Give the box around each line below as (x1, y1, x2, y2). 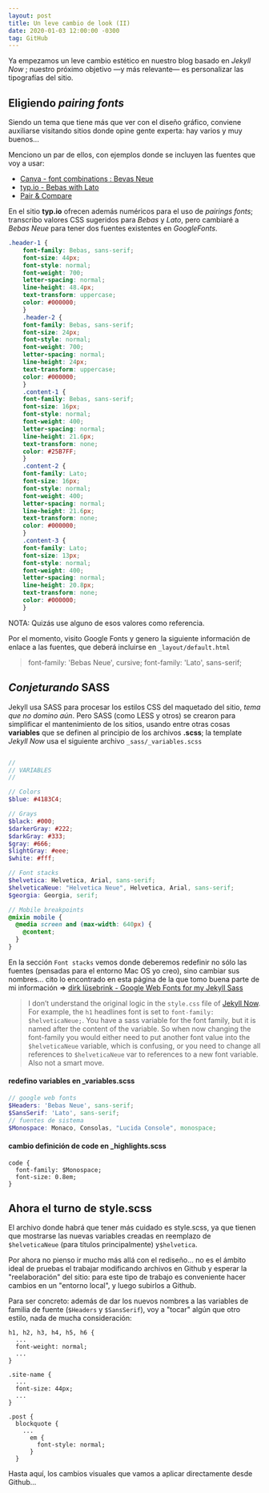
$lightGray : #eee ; (8, 847, 70, 855)
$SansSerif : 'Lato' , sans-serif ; (8, 1109, 120, 1117)
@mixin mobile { (8, 913, 62, 921)
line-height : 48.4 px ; (22, 283, 94, 292)
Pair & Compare (19, 191, 72, 201)
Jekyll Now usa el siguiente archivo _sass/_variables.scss (8, 736, 203, 745)
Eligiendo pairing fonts (8, 96, 125, 110)
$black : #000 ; (8, 817, 56, 825)
